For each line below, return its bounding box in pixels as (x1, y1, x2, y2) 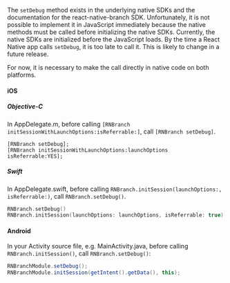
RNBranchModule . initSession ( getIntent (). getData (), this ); (7, 269, 181, 276)
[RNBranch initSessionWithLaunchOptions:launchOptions (7, 147, 169, 154)
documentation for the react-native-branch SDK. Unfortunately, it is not (7, 13, 210, 21)
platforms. (7, 71, 37, 79)
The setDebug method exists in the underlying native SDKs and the (7, 6, 195, 14)
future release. (7, 50, 49, 58)
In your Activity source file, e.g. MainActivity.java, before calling (7, 242, 189, 250)
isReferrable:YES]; (7, 152, 64, 160)
